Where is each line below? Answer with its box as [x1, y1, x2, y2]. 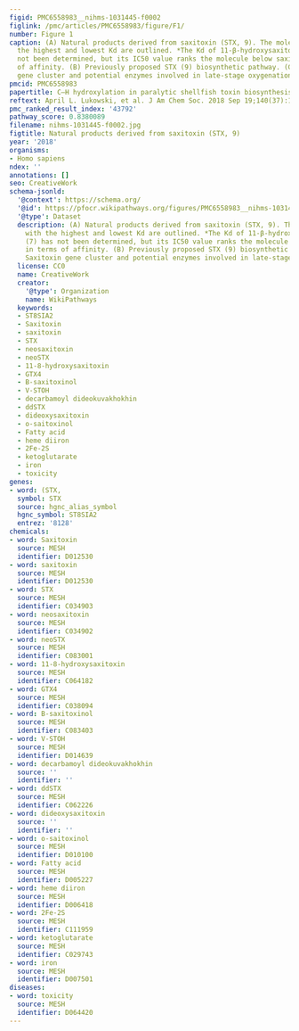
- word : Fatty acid [9, 859, 82, 868]
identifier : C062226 [17, 801, 93, 810]
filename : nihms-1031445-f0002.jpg [9, 121, 141, 130]
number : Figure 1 [9, 29, 74, 38]
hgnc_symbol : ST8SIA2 [17, 510, 98, 520]
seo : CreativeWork [9, 179, 77, 188]
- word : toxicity [9, 992, 74, 1001]
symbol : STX [17, 494, 62, 503]
